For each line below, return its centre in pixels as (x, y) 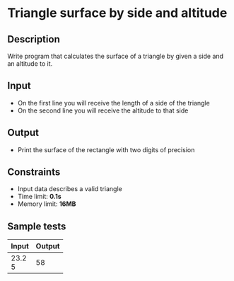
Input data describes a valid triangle (70, 189)
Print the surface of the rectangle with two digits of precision (106, 149)
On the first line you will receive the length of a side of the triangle (113, 103)
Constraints (34, 172)
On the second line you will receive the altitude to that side (103, 110)
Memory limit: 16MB (47, 204)
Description (34, 39)
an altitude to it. (30, 64)
